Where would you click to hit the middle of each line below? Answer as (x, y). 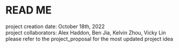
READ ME (29, 10)
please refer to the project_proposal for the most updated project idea (89, 39)
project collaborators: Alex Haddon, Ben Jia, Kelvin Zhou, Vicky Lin (86, 32)
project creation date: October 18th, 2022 (55, 26)
